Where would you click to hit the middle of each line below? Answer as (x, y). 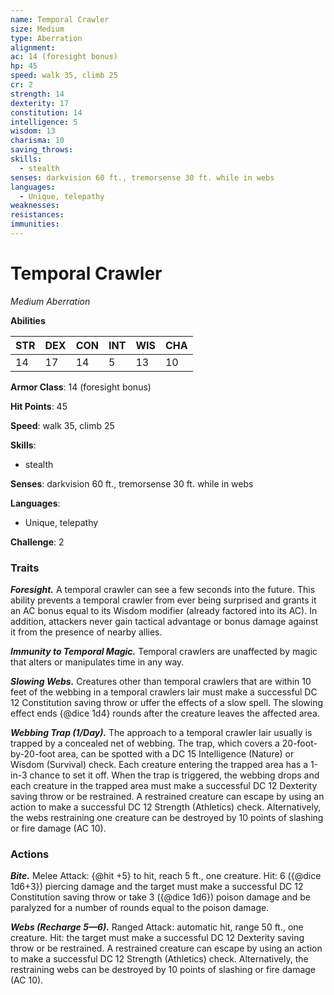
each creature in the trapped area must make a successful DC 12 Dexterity (164, 786)
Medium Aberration (50, 301)
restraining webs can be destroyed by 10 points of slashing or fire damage (163, 970)
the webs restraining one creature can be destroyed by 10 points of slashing (167, 818)
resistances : (37, 215)
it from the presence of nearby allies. (86, 632)
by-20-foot (33, 754)
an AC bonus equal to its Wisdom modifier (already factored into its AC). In (164, 611)
